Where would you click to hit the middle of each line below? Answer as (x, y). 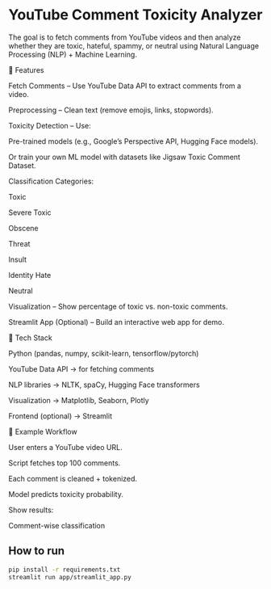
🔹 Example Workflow (43, 431)
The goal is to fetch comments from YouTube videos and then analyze (125, 37)
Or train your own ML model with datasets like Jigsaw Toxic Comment (124, 157)
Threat (19, 243)
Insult (17, 259)
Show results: (31, 510)
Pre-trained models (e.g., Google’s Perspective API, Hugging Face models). (133, 141)
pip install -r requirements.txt (65, 570)
